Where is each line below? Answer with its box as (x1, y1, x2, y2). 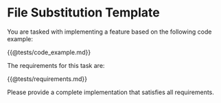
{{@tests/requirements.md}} (7, 74, 88, 83)
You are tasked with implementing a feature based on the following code (7, 27, 212, 36)
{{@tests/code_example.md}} (7, 48, 91, 56)
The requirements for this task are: (7, 61, 105, 69)
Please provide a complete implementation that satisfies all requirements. (7, 88, 215, 96)
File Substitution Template (7, 5, 160, 21)
